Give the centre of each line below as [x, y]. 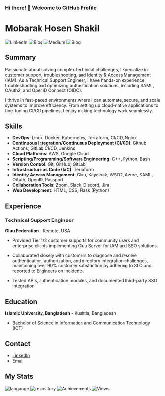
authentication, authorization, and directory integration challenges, [80, 261]
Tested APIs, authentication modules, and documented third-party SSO [84, 281]
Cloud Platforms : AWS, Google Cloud [51, 154]
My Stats [19, 376]
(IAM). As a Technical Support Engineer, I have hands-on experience [75, 80]
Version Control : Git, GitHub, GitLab [49, 164]
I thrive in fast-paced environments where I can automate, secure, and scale [83, 100]
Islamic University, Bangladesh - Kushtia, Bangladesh [61, 313]
